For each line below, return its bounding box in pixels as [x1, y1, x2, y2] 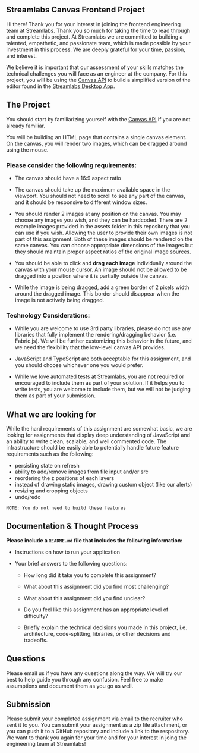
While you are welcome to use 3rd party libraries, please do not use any [14, 325, 191, 332]
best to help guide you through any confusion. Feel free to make [6, 676, 163, 683]
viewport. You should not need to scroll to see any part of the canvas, [14, 192, 185, 199]
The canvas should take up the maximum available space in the [14, 186, 170, 193]
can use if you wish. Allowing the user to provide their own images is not [14, 229, 192, 236]
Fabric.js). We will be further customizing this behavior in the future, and [14, 337, 192, 344]
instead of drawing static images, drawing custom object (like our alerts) [14, 481, 192, 488]
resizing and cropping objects [14, 487, 88, 494]
